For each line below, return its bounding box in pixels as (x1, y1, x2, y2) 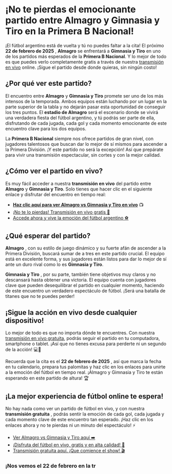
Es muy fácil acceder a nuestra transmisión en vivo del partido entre (5, 180, 151, 186)
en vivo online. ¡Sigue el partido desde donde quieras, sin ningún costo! (5, 64, 157, 70)
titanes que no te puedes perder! (5, 293, 75, 299)
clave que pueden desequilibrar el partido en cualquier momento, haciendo (5, 282, 164, 289)
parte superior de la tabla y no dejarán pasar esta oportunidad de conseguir (5, 104, 166, 110)
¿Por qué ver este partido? (5, 79, 92, 88)
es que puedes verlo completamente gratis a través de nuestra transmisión (5, 59, 164, 65)
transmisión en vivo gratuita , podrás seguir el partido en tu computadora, (5, 335, 160, 342)
